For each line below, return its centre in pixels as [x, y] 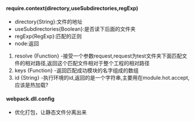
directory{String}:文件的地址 [49, 22]
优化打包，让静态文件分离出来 [50, 112]
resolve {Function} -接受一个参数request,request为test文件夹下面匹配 [98, 56]
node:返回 [27, 44]
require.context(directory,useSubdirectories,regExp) [72, 8]
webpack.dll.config [30, 98]
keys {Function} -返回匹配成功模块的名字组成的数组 [76, 70]
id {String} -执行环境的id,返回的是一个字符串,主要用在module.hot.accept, [102, 78]
